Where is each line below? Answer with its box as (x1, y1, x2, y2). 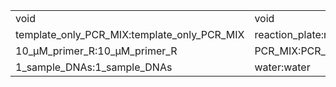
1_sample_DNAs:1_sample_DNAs (15, 60, 173, 74)
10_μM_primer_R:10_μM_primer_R (15, 44, 178, 58)
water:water (254, 60, 311, 74)
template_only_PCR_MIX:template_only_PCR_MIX (15, 28, 245, 41)
